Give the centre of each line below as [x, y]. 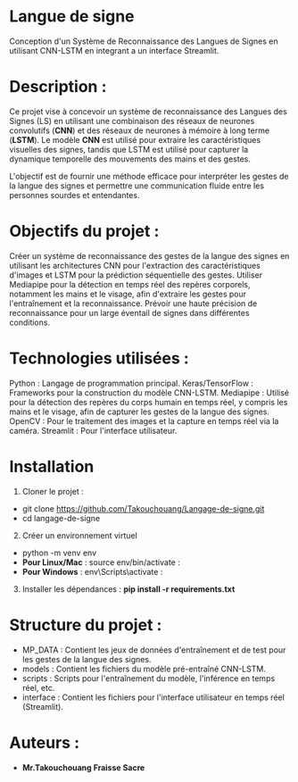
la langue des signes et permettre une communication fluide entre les [137, 186]
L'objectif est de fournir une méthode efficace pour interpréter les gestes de [149, 176]
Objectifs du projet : [84, 232]
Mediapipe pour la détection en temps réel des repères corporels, [130, 284]
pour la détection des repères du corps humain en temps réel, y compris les [149, 402]
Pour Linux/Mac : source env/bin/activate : [101, 562]
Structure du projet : [86, 624]
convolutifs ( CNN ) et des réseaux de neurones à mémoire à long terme [140, 130]
